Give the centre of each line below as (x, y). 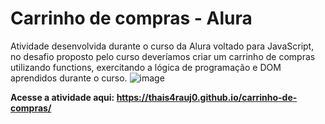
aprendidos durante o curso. (69, 78)
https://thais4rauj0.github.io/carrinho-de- (207, 97)
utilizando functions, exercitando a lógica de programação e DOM (146, 67)
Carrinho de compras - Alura (131, 18)
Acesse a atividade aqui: (62, 97)
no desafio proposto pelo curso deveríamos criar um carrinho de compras (163, 56)
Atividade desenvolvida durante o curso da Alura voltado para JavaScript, (162, 46)
